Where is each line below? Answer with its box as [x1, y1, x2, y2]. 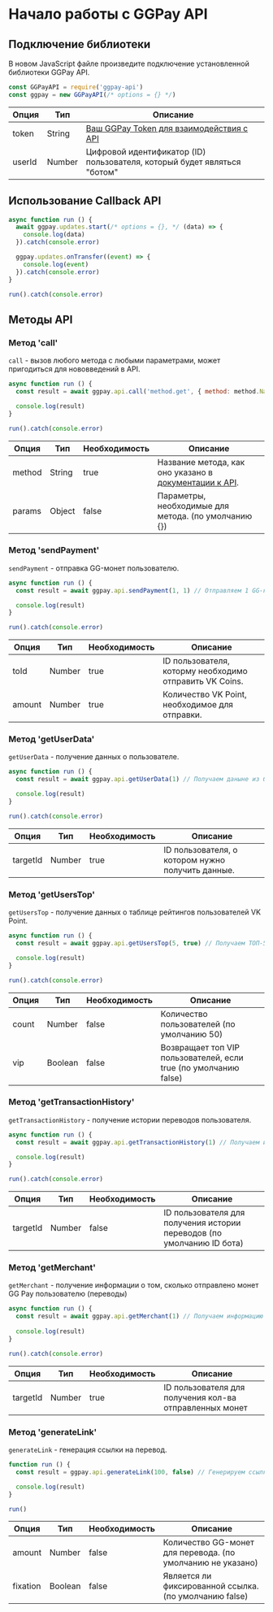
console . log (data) [23, 231, 85, 239]
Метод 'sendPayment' [8, 545, 100, 556]
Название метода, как [157, 456, 245, 467]
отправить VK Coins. [162, 676, 244, 687]
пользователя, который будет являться [85, 156, 241, 167]
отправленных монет [163, 1401, 248, 1413]
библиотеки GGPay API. [8, 67, 90, 77]
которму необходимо [162, 666, 248, 677]
